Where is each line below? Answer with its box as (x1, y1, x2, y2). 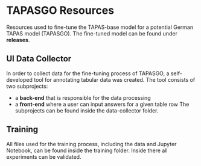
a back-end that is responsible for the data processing (14, 94, 151, 101)
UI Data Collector (6, 54, 72, 64)
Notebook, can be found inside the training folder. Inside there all (6, 147, 168, 154)
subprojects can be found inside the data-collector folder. (14, 106, 159, 114)
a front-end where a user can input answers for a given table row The (14, 100, 190, 108)
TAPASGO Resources (6, 4, 115, 17)
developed (6, 76, 33, 83)
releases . (6, 36, 30, 43)
